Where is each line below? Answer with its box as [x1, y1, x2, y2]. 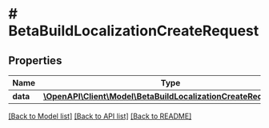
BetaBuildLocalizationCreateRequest [8, 22, 259, 40]
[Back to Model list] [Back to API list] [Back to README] [8, 111, 192, 121]
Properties [8, 54, 62, 67]
